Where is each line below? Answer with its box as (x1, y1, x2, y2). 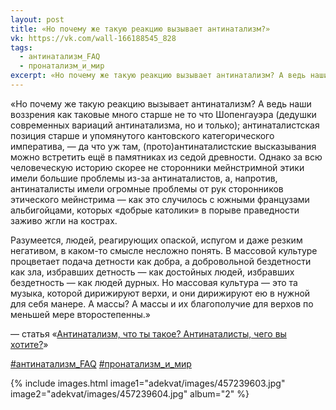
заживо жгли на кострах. (10, 214, 118, 226)
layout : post (10, 14, 65, 25)
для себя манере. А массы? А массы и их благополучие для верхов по (10, 297, 314, 310)
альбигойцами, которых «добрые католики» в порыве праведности (10, 204, 300, 216)
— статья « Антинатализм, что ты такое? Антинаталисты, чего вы (10, 327, 287, 340)
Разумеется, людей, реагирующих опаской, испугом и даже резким (10, 234, 303, 246)
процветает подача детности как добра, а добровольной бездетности (10, 255, 312, 267)
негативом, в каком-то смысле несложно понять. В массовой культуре (10, 244, 318, 256)
